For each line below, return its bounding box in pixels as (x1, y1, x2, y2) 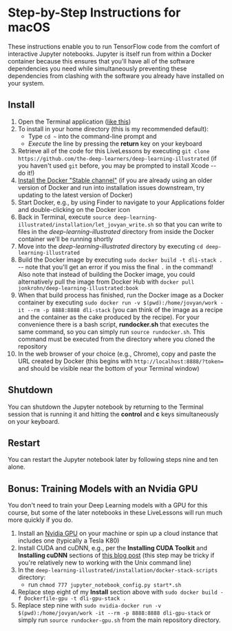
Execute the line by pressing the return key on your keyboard (28, 139, 202, 148)
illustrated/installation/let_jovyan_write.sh (17, 221, 154, 229)
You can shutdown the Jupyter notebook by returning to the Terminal (8, 402, 204, 411)
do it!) (17, 168, 35, 177)
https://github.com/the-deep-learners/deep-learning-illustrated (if (17, 154, 218, 162)
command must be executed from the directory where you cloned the (17, 335, 215, 343)
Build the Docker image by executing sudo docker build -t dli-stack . (17, 255, 223, 264)
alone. (8, 463, 26, 471)
